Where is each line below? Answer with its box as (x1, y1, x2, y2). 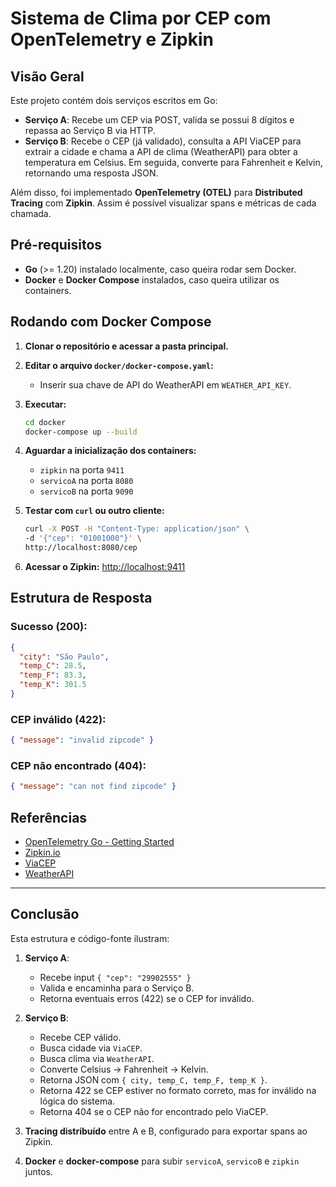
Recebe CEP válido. (39, 1031, 122, 1043)
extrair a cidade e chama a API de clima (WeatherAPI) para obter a (24, 146, 298, 157)
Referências (10, 809, 88, 826)
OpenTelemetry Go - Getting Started (24, 836, 175, 848)
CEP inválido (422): (10, 712, 107, 726)
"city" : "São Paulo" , (19, 652, 110, 662)
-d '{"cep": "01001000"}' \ (24, 533, 142, 544)
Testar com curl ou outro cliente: (24, 505, 165, 517)
